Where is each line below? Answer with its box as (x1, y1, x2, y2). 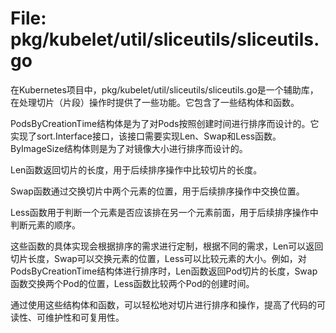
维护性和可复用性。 (44, 311, 125, 323)
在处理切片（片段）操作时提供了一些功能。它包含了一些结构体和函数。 (10, 96, 300, 108)
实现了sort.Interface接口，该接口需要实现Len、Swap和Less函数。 (10, 130, 282, 142)
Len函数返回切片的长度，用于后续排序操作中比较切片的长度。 (10, 163, 263, 176)
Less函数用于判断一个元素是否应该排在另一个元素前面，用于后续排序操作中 (10, 206, 319, 218)
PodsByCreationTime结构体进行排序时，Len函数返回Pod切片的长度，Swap (10, 265, 318, 277)
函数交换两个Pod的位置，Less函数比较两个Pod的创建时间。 (10, 277, 255, 289)
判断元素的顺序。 (10, 218, 81, 231)
